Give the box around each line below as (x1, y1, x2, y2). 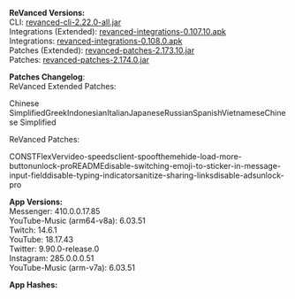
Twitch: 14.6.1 (9, 225, 57, 235)
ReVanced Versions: (9, 8, 86, 18)
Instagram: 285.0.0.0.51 (9, 253, 95, 264)
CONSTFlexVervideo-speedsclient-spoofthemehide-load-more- (9, 151, 243, 162)
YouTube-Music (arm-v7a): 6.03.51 (9, 263, 135, 272)
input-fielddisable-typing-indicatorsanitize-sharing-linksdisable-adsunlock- (9, 170, 284, 180)
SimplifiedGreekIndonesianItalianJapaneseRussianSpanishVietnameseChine (9, 108, 286, 118)
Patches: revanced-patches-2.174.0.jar (9, 55, 150, 65)
